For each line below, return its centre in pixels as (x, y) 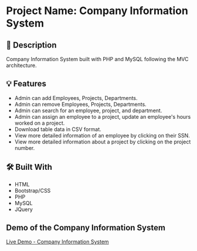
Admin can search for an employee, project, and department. (88, 111)
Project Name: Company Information (97, 11)
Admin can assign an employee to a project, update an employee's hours (103, 116)
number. (25, 148)
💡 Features (26, 84)
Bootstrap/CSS (33, 190)
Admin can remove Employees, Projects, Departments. (80, 104)
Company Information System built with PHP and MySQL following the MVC (97, 59)
